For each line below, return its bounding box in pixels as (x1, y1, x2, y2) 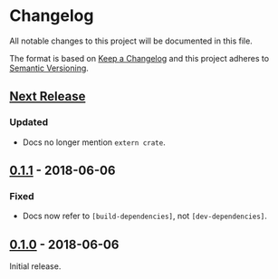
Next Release (9, 89, 86, 104)
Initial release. (9, 261, 62, 272)
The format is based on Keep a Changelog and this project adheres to (9, 53, 270, 63)
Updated (9, 116, 48, 129)
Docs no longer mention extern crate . (22, 137, 166, 148)
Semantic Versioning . (9, 63, 89, 73)
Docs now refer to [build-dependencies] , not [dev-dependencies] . (22, 210, 267, 222)
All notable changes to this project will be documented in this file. (9, 35, 254, 46)
